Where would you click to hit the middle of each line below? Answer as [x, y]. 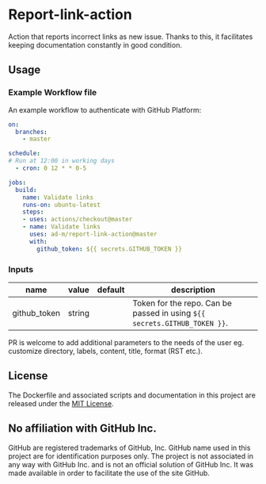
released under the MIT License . [61, 403]
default [111, 290]
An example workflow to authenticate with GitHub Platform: [105, 109]
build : [26, 190]
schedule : [25, 154]
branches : [31, 132]
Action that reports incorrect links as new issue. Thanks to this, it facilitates [131, 36]
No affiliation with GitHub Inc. [82, 429]
